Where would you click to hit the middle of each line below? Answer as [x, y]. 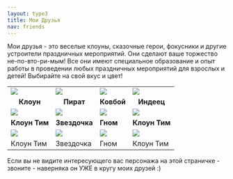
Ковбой [113, 102]
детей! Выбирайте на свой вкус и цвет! [65, 76]
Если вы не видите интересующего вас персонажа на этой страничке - [114, 161]
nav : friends [26, 26]
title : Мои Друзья [34, 20]
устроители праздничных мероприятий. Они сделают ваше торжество [112, 54]
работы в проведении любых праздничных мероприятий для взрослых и [116, 69]
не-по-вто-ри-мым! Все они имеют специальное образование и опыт [111, 61]
